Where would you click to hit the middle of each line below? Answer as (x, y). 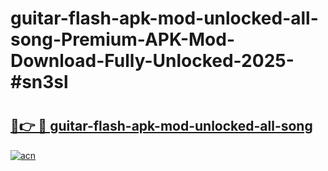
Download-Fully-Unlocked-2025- (152, 61)
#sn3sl (39, 82)
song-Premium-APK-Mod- (123, 39)
